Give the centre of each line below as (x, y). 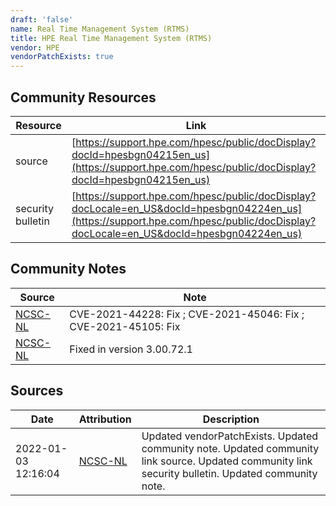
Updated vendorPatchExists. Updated (230, 436)
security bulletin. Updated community (229, 473)
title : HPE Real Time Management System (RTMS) (111, 38)
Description (231, 419)
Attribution (105, 419)
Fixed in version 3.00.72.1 (131, 349)
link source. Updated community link (227, 461)
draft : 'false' (42, 19)
